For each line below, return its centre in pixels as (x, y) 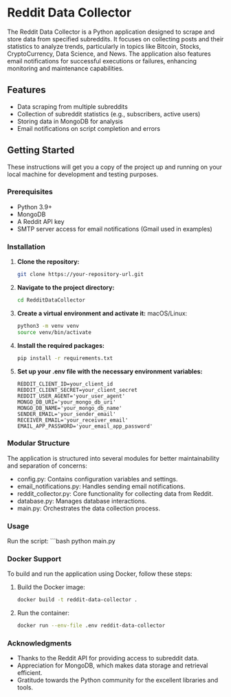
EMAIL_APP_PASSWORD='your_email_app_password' (85, 426)
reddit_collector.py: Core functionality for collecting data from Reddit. (115, 493)
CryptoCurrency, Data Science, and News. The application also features (109, 54)
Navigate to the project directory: (66, 288)
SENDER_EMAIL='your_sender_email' (66, 414)
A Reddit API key (41, 221)
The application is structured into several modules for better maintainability (113, 458)
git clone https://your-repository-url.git (80, 274)
